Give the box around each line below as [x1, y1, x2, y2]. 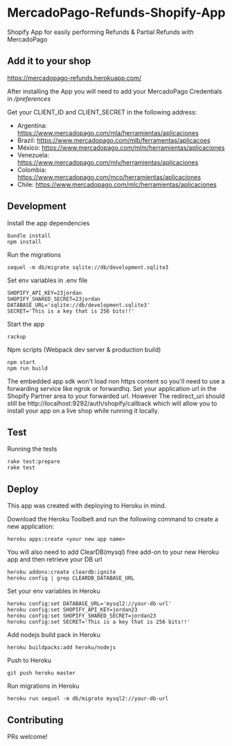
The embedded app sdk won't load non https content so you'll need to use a [7, 376, 225, 385]
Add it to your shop [7, 55, 91, 67]
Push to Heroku [7, 657, 52, 665]
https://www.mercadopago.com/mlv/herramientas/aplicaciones [17, 158, 199, 166]
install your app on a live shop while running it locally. [7, 406, 159, 415]
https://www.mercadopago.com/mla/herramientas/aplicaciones [17, 128, 199, 137]
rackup [7, 333, 26, 340]
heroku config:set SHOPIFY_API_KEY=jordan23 [7, 607, 138, 614]
